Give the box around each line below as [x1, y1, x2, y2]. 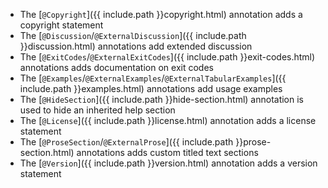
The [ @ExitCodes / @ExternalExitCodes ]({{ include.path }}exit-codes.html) [19, 51, 316, 63]
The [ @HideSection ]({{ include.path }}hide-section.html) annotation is [19, 94, 305, 105]
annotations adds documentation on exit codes [19, 62, 214, 73]
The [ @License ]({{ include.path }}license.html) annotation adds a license [19, 115, 317, 126]
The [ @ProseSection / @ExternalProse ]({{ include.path [19, 136, 234, 148]
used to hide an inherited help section [19, 104, 176, 116]
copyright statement [19, 19, 104, 31]
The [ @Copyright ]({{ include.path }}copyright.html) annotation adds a [19, 9, 303, 20]
